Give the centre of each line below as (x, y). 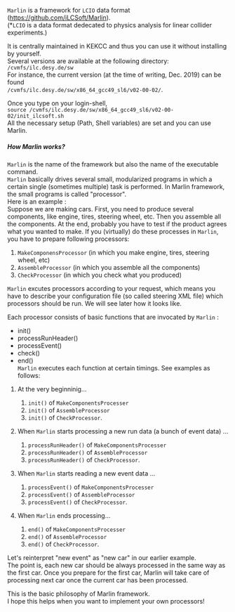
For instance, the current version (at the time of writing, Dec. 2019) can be (114, 74)
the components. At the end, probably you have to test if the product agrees (117, 223)
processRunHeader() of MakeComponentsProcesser (97, 445)
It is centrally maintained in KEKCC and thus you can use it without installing (117, 46)
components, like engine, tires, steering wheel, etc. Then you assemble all (114, 216)
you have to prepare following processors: (68, 239)
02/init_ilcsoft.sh (36, 116)
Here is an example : (37, 201)
